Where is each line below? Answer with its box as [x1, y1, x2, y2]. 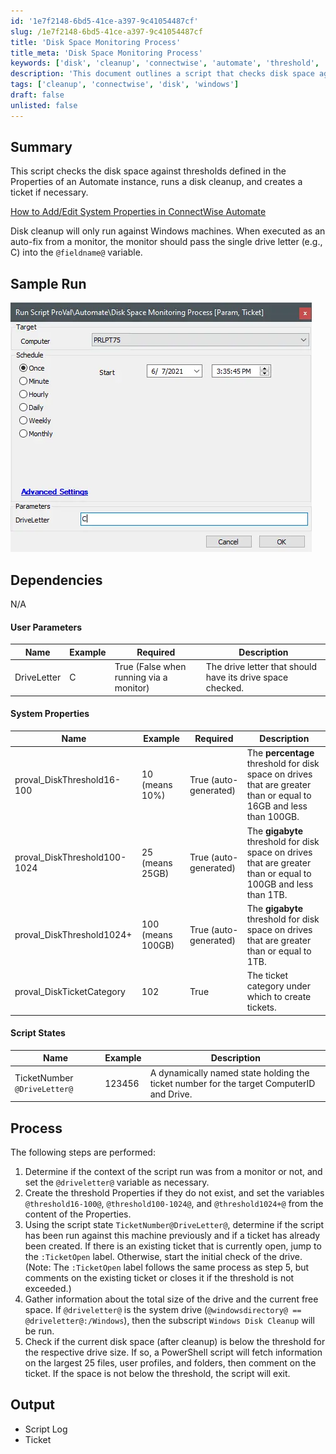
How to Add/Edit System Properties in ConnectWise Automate [10, 206, 267, 218]
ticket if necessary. [10, 186, 89, 199]
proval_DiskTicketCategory [14, 985, 126, 997]
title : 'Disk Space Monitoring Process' [10, 37, 182, 47]
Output [10, 1396, 55, 1414]
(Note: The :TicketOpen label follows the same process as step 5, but [24, 1261, 310, 1273]
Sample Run [10, 275, 87, 292]
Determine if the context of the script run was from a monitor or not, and [24, 1165, 323, 1177]
